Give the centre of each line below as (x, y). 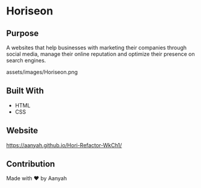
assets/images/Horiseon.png (42, 72)
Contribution (31, 164)
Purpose (23, 33)
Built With (25, 91)
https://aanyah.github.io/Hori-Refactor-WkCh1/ (64, 145)
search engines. (26, 60)
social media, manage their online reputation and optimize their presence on (100, 54)
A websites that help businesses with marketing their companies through (97, 47)
